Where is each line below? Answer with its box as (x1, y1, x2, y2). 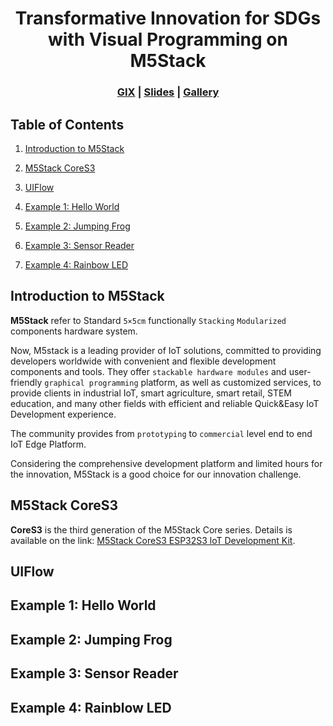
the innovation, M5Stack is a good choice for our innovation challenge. (10, 468, 302, 480)
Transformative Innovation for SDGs (14, 7, 322, 30)
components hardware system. (10, 325, 138, 337)
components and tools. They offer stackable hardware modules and (10, 365, 287, 377)
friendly (10, 376, 43, 388)
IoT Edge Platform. (10, 438, 87, 450)
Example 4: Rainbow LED (24, 258, 129, 271)
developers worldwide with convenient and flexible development (10, 355, 277, 367)
